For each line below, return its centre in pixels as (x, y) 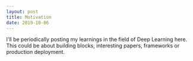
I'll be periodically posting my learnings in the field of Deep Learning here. (97, 40)
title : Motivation (29, 17)
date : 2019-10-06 (28, 23)
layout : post (22, 12)
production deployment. (36, 52)
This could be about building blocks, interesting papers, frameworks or (93, 46)
